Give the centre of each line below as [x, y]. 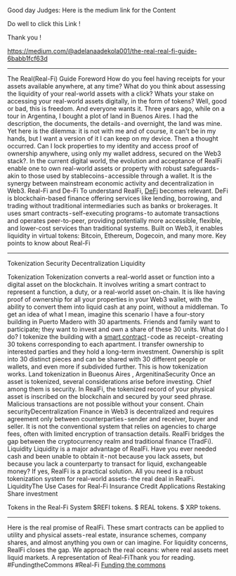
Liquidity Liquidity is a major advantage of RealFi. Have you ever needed [112, 449]
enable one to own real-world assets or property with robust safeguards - [113, 168]
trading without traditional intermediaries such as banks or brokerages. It [113, 206]
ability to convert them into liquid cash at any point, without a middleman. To [118, 307]
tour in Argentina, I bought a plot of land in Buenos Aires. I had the [103, 116]
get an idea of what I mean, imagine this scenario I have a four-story [106, 314]
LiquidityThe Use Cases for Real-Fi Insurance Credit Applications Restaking [117, 486]
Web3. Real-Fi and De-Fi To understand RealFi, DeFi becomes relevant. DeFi [118, 191]
